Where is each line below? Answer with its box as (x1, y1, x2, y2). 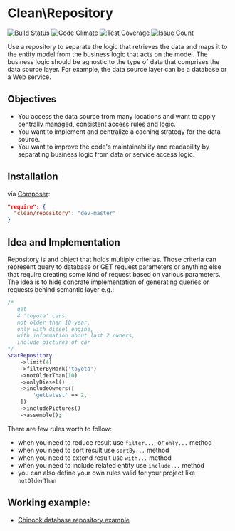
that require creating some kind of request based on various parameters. (7, 270, 221, 278)
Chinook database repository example (17, 515, 130, 524)
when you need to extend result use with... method (17, 453, 172, 462)
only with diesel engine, (16, 325, 94, 332)
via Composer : (7, 189, 51, 198)
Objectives (7, 93, 57, 105)
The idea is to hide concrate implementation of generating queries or (7, 278, 209, 286)
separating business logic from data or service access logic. (17, 149, 195, 158)
